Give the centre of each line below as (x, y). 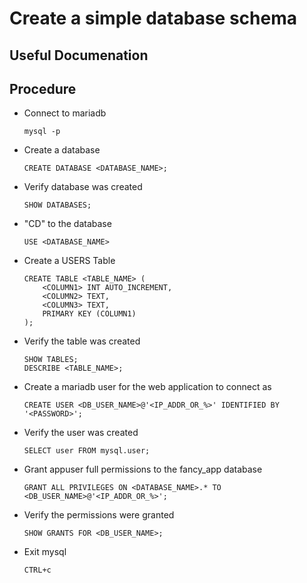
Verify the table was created (82, 341)
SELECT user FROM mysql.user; (87, 451)
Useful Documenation (79, 55)
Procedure (43, 88)
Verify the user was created (81, 433)
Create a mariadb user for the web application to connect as (147, 387)
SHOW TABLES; (51, 360)
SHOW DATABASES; (57, 205)
